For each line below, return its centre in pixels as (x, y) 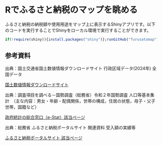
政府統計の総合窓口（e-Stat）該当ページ (45, 117)
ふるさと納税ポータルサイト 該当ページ (44, 138)
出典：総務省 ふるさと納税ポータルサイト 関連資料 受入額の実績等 (70, 127)
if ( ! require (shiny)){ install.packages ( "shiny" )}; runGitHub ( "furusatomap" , (82, 39)
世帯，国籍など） (22, 107)
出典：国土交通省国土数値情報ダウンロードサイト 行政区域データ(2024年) (78, 68)
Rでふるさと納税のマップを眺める (71, 10)
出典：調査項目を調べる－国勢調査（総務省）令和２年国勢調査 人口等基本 (78, 95)
